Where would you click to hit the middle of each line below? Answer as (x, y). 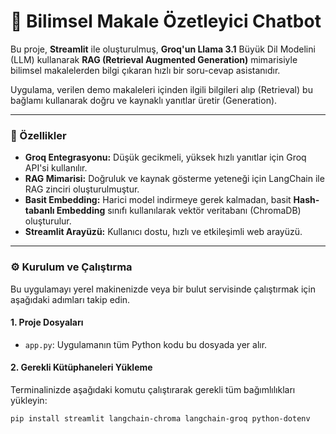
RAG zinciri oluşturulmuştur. (82, 189)
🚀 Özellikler (38, 135)
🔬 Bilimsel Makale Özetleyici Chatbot (166, 21)
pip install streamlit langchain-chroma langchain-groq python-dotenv (160, 418)
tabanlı (39, 211)
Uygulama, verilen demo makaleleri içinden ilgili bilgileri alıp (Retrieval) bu (161, 89)
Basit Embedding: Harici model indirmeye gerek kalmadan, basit (158, 200)
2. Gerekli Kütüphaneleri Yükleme (81, 367)
